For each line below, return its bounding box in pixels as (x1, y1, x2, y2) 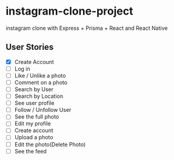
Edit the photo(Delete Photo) (14, 141, 86, 148)
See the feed (14, 147, 47, 155)
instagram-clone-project (5, 4, 133, 18)
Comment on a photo (14, 78, 68, 86)
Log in (14, 65, 31, 72)
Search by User (14, 86, 54, 92)
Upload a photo (14, 134, 53, 141)
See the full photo (14, 113, 59, 120)
